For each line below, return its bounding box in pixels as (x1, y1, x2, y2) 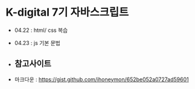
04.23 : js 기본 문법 (14, 39, 61, 46)
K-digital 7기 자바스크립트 (5, 5, 129, 19)
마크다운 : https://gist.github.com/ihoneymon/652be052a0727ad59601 (14, 76, 189, 83)
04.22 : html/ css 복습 (14, 26, 68, 34)
